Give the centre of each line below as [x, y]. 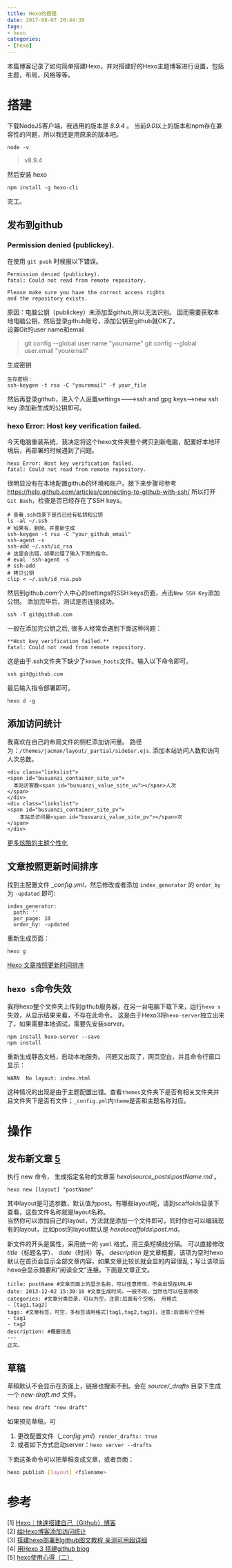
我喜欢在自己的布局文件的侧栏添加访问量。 [68, 742]
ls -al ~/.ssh [28, 521]
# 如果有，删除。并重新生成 [41, 528]
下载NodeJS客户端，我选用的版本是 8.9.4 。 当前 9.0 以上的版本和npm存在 [112, 126]
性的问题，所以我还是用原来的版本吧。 [67, 134]
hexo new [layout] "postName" [51, 1190]
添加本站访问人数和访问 [186, 750]
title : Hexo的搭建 [32, 13]
